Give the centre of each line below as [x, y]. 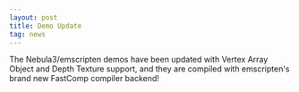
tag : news [28, 34]
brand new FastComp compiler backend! [84, 79]
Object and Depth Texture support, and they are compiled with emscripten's [149, 69]
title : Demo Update [46, 26]
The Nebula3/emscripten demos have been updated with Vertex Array [139, 60]
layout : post [34, 17]
